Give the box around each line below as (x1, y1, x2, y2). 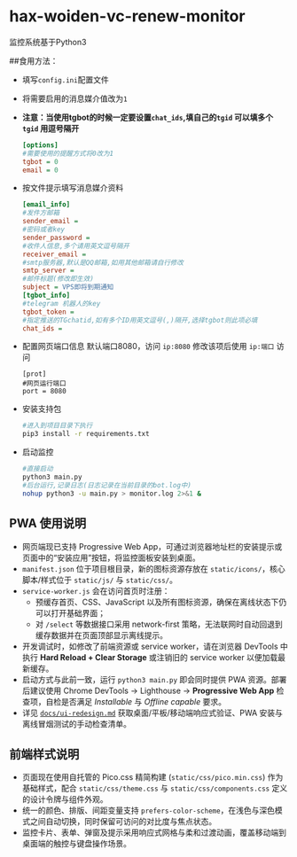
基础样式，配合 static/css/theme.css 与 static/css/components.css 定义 (21, 783, 288, 794)
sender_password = (21, 233, 90, 242)
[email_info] (21, 200, 71, 209)
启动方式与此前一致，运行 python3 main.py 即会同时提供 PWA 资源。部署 (21, 674, 287, 684)
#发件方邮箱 (21, 208, 60, 218)
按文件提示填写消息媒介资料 (21, 183, 124, 193)
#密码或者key (21, 225, 65, 234)
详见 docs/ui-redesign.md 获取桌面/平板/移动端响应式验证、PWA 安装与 (21, 707, 284, 718)
